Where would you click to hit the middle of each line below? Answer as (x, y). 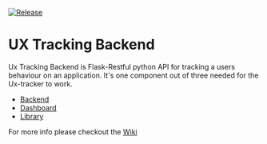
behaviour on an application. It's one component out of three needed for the (133, 75)
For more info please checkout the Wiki (73, 131)
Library (32, 116)
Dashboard (38, 107)
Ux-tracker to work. (41, 83)
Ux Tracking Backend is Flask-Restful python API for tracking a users (122, 66)
